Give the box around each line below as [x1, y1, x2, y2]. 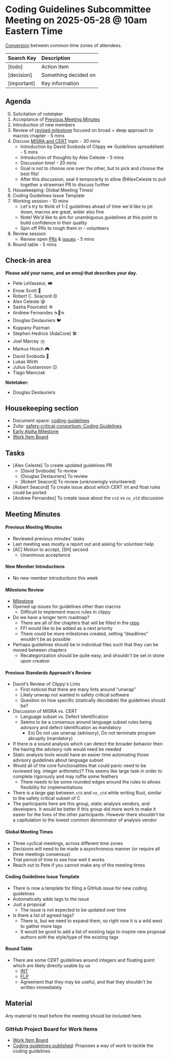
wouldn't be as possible [20, 636, 70, 642]
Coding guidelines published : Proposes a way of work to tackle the [12, 1043, 154, 1049]
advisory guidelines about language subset [12, 757, 104, 764]
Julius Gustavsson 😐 [12, 364, 58, 370]
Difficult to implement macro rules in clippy [20, 609, 111, 615]
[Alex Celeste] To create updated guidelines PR [12, 462, 112, 469]
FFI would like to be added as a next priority [20, 625, 113, 631]
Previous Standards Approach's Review [5, 669, 91, 675]
